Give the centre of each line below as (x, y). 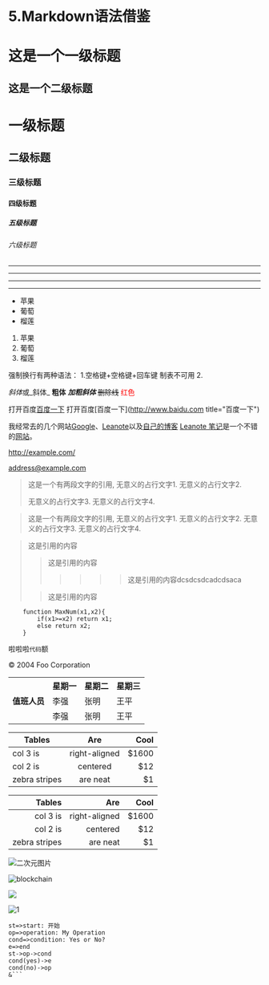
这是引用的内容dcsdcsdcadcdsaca (185, 580)
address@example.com (47, 468)
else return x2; (64, 626)
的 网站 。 (22, 436)
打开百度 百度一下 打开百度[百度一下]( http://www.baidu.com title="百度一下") (134, 409)
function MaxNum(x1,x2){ (64, 612)
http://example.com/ (42, 452)
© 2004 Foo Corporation (49, 665)
